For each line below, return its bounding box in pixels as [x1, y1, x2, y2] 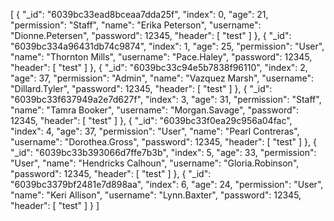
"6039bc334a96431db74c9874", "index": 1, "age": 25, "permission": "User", [10, 40, 325, 52]
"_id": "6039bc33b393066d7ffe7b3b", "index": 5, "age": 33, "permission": [10, 147, 317, 158]
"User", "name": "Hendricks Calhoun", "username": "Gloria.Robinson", [10, 157, 300, 169]
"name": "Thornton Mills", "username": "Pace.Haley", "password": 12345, [10, 51, 313, 63]
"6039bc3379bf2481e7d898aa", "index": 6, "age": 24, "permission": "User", [10, 179, 324, 190]
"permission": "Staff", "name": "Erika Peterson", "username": [10, 19, 262, 31]
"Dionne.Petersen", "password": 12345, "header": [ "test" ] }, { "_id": [10, 30, 292, 41]
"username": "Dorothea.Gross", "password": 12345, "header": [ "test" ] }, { [10, 136, 317, 148]
